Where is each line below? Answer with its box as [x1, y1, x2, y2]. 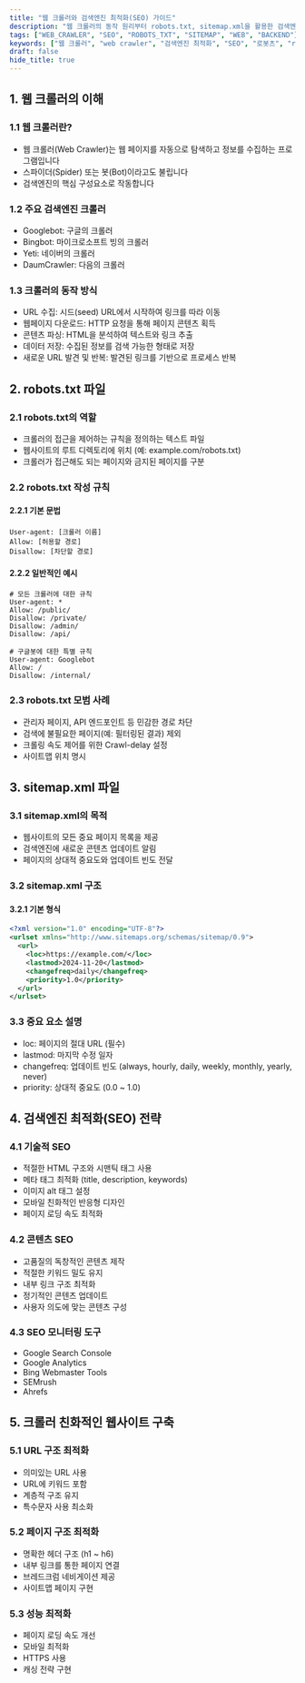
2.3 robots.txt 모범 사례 [9, 694, 111, 706]
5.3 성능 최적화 [9, 1607, 72, 1620]
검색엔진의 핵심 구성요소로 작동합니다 [22, 177, 154, 188]
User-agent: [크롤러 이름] [9, 528, 103, 537]
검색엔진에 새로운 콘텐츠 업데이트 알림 [22, 843, 157, 854]
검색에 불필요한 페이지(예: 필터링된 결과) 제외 [22, 727, 182, 738]
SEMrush [22, 1376, 57, 1387]
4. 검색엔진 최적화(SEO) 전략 [9, 1110, 162, 1126]
